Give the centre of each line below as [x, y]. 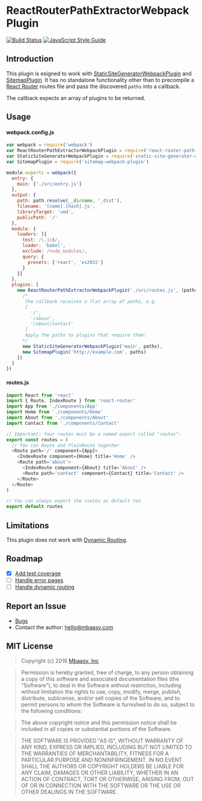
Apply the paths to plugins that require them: [86, 335]
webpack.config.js [30, 132]
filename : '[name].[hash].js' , [56, 206]
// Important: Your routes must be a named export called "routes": [94, 434]
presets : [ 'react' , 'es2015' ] [66, 262]
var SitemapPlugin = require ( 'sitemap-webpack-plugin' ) [78, 162]
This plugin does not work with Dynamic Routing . [67, 539]
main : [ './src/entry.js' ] [50, 184]
